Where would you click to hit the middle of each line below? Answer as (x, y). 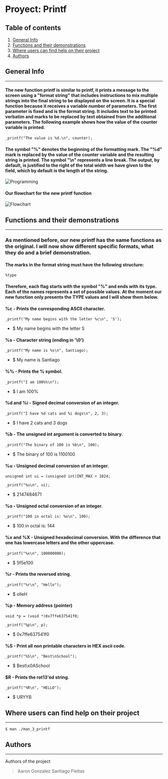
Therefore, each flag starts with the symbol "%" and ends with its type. (81, 286)
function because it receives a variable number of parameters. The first (81, 106)
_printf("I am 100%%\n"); (32, 382)
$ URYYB (22, 697)
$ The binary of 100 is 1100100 (44, 454)
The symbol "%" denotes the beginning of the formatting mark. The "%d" (84, 149)
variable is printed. (25, 127)
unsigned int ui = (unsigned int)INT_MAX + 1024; (58, 476)
